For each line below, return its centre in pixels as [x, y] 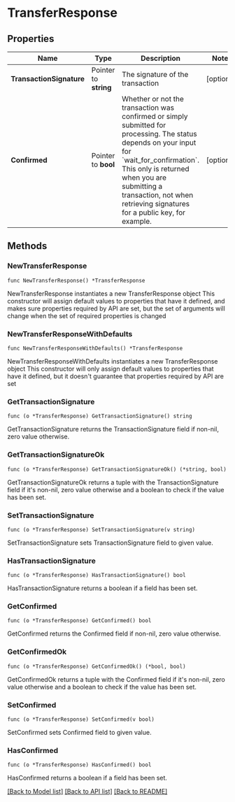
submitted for [144, 125]
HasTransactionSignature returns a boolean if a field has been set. [102, 588]
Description [161, 58]
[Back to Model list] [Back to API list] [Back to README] [87, 792]
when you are [144, 178]
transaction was [148, 108]
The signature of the [155, 74]
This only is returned [156, 169]
